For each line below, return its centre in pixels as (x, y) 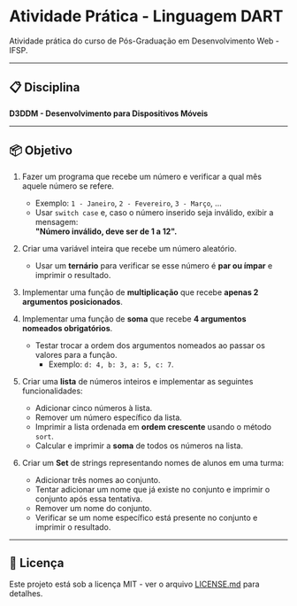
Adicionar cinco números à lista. (94, 408)
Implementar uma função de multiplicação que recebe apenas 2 (140, 292)
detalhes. (26, 594)
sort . (45, 436)
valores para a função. (76, 354)
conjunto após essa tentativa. (89, 499)
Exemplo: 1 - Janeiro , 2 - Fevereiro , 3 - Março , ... (129, 203)
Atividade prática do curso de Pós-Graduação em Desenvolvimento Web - (145, 41)
